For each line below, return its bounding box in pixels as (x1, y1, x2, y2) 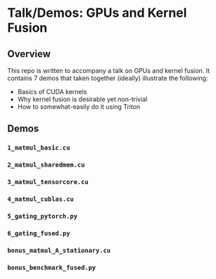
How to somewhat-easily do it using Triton (17, 103, 141, 110)
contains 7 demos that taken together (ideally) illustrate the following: (7, 74, 208, 82)
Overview (7, 48, 51, 60)
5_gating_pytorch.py (7, 212, 78, 220)
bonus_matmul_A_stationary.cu (7, 246, 111, 254)
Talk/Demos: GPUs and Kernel (7, 5, 187, 21)
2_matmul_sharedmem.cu (7, 161, 85, 169)
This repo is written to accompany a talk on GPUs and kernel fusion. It (7, 67, 210, 74)
